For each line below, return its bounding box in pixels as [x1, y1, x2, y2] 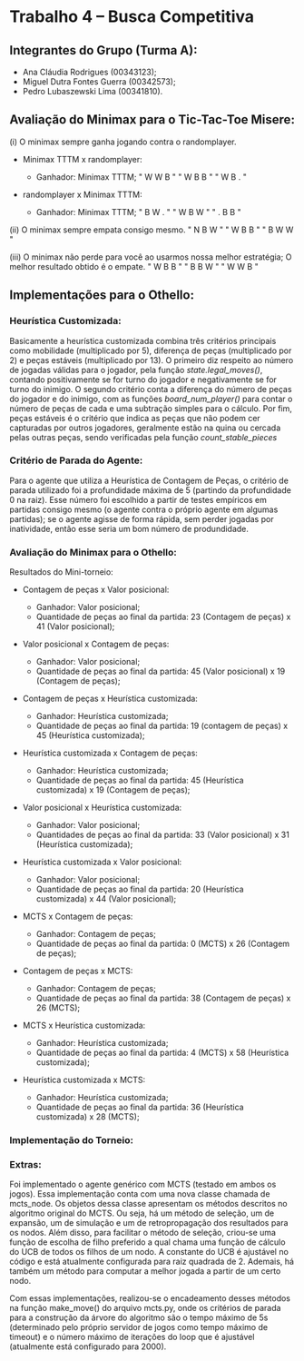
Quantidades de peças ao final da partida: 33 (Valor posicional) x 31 [35, 829, 290, 841]
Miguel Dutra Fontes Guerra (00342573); [22, 76, 176, 87]
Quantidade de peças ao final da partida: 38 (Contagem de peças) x [35, 992, 291, 1004]
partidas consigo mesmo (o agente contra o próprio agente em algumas [9, 504, 279, 515]
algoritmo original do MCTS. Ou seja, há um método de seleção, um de [9, 1208, 275, 1218]
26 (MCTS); [35, 1002, 81, 1013]
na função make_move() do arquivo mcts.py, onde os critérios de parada [9, 1303, 281, 1314]
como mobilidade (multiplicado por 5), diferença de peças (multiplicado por [9, 345, 292, 356]
